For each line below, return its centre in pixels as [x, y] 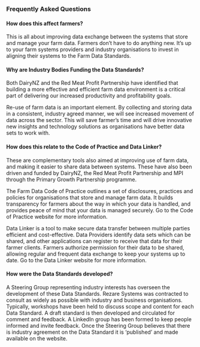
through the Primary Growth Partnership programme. [71, 179]
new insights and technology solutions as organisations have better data [96, 127]
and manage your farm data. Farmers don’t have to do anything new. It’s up [99, 43]
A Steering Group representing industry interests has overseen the [88, 287]
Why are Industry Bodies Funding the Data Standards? [75, 69]
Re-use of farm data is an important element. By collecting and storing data [99, 108]
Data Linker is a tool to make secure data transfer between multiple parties [98, 228]
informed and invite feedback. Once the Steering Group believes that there [98, 325]
